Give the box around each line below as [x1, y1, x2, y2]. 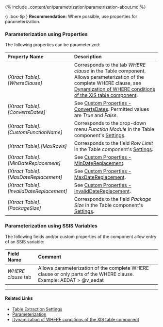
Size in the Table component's [74, 202, 143, 208]
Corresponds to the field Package [74, 196, 151, 203]
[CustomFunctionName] [7, 129, 63, 136]
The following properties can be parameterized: [5, 42, 100, 48]
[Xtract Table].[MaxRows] [7, 143, 67, 150]
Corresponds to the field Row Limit [74, 140, 153, 147]
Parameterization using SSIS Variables [5, 223, 98, 229]
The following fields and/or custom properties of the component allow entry [5, 233, 157, 240]
